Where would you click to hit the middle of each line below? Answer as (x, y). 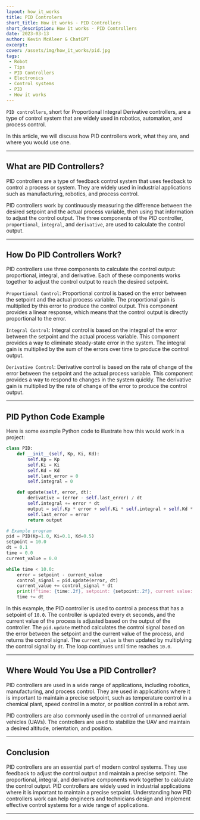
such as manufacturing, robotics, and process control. (73, 194)
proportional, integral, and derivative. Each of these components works (93, 275)
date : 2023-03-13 (28, 34)
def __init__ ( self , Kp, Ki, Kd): (58, 454)
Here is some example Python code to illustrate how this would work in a (95, 431)
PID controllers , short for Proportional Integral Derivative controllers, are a (99, 111)
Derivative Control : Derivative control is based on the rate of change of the (99, 367)
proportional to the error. (36, 319)
